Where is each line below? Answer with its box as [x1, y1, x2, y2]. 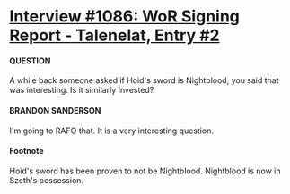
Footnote [9, 146, 44, 156]
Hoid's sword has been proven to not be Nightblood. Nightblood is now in [9, 165, 281, 176]
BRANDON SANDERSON [9, 105, 101, 115]
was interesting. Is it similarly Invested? [9, 85, 154, 96]
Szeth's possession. [9, 174, 83, 185]
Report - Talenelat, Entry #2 [9, 25, 220, 46]
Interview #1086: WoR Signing [9, 6, 241, 27]
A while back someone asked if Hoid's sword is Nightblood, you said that [9, 75, 280, 86]
